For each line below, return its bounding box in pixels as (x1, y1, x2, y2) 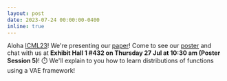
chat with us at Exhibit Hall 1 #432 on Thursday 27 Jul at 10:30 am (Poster (7, 49, 221, 57)
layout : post (7, 10, 45, 17)
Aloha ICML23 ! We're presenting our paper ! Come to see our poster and (7, 42, 212, 50)
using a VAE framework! (7, 67, 76, 75)
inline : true (7, 23, 45, 30)
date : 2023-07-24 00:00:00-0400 (7, 16, 100, 23)
